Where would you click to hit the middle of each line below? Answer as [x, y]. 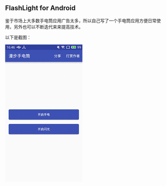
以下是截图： [18, 37]
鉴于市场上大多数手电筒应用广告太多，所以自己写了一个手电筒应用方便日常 [81, 20]
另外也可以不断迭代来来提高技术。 [48, 27]
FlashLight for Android [40, 8]
